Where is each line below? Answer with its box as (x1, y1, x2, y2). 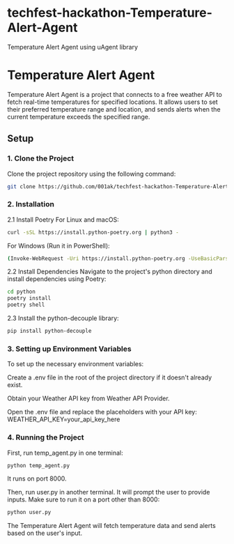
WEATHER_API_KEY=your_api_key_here (7, 415, 120, 423)
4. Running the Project (7, 432, 84, 442)
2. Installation (7, 199, 54, 209)
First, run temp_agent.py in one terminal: (7, 448, 123, 457)
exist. (7, 381, 23, 389)
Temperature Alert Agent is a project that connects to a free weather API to (7, 90, 223, 98)
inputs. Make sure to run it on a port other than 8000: (7, 495, 160, 504)
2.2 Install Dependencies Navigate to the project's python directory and (7, 267, 212, 276)
